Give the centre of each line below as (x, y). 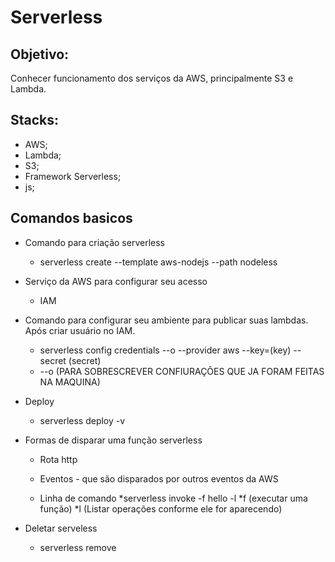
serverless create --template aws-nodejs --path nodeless (158, 262)
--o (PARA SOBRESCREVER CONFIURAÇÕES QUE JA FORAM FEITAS (182, 371)
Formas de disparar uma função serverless (113, 440)
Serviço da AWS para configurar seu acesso (116, 281)
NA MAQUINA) (70, 382)
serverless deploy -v (82, 420)
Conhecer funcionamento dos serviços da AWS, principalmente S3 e (152, 78)
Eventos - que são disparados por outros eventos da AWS (159, 478)
